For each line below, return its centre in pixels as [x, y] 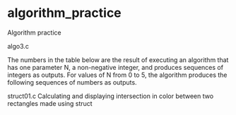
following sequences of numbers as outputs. [72, 82]
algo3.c [18, 46]
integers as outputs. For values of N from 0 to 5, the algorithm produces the [117, 75]
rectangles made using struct [50, 103]
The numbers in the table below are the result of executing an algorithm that [118, 60]
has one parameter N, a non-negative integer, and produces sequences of [116, 67]
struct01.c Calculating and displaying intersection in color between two [111, 96]
